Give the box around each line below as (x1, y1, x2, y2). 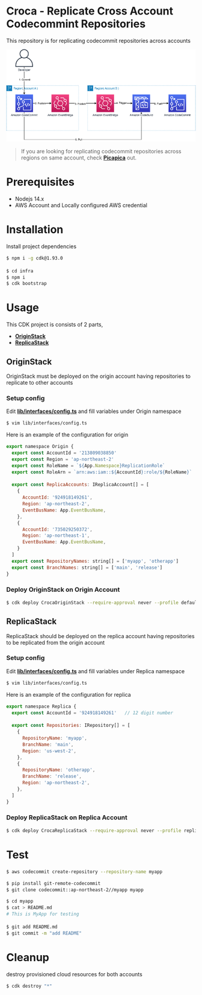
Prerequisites (6, 175, 75, 189)
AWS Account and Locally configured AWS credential (14, 201, 147, 209)
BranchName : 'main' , (22, 741, 74, 747)
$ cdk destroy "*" (6, 983, 52, 989)
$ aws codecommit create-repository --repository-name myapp (6, 868, 163, 875)
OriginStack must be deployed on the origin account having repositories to (6, 373, 191, 380)
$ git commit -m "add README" (6, 930, 82, 936)
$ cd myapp (6, 898, 34, 904)
